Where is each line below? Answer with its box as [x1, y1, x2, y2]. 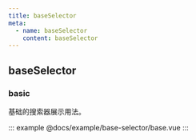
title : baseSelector [8, 11, 78, 20]
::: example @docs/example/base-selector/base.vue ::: [8, 122, 190, 132]
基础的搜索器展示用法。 [8, 106, 86, 116]
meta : [8, 19, 26, 27]
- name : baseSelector [15, 26, 88, 34]
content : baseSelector [22, 34, 98, 42]
